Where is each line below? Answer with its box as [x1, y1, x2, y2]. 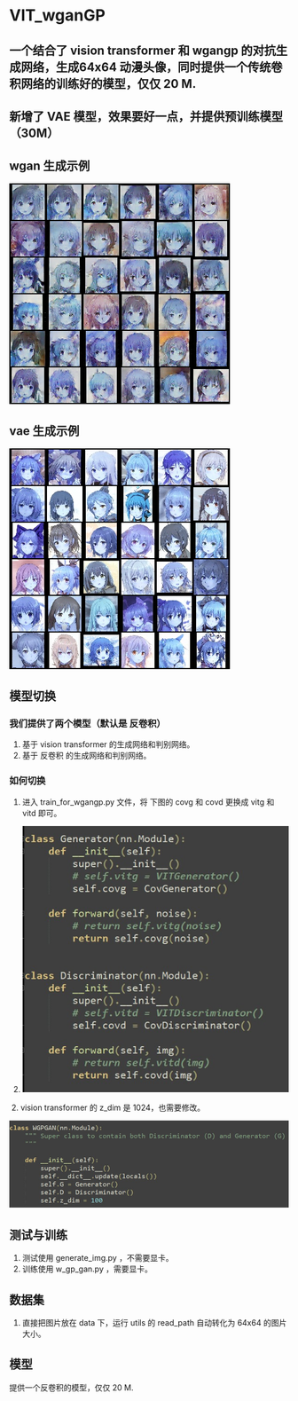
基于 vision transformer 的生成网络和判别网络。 [21, 739, 195, 750]
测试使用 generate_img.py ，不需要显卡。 [21, 1253, 174, 1263]
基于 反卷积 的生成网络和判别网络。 [21, 751, 152, 761]
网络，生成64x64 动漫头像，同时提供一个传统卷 [20, 59, 283, 75]
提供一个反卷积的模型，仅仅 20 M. [9, 1381, 134, 1393]
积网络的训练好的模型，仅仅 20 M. [9, 76, 197, 91]
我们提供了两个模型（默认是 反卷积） [9, 717, 166, 729]
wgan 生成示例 [9, 159, 90, 174]
